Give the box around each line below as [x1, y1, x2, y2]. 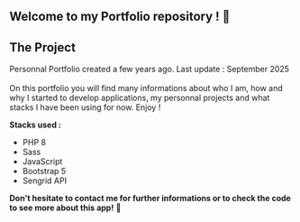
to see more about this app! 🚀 [9, 202, 122, 213]
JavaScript [22, 156, 63, 167]
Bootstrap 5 [22, 166, 67, 177]
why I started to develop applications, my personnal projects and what [9, 92, 270, 104]
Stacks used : [9, 119, 61, 131]
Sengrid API [22, 175, 68, 186]
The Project [9, 40, 77, 55]
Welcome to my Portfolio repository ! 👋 [9, 9, 231, 24]
